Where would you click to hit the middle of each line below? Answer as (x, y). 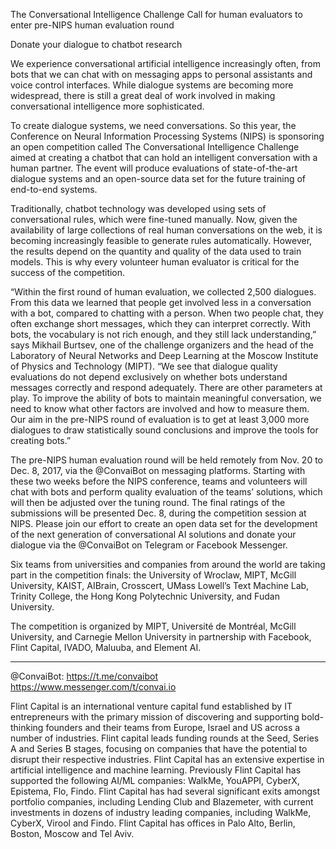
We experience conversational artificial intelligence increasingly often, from (165, 63)
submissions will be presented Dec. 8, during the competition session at (158, 513)
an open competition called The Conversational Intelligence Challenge (155, 147)
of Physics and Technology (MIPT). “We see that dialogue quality (144, 366)
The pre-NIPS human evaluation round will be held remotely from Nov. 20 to (166, 460)
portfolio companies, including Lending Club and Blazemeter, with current (162, 802)
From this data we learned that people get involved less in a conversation (161, 302)
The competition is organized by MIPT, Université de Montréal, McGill (153, 626)
